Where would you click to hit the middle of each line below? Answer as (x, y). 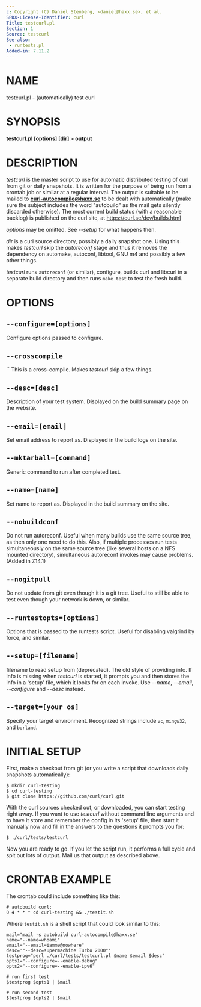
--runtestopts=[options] (53, 618)
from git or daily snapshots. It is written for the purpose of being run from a (99, 186)
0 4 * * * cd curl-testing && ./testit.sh (60, 912)
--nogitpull (28, 579)
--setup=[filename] (43, 656)
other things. (22, 260)
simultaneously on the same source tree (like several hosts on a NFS (91, 548)
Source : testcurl (28, 34)
